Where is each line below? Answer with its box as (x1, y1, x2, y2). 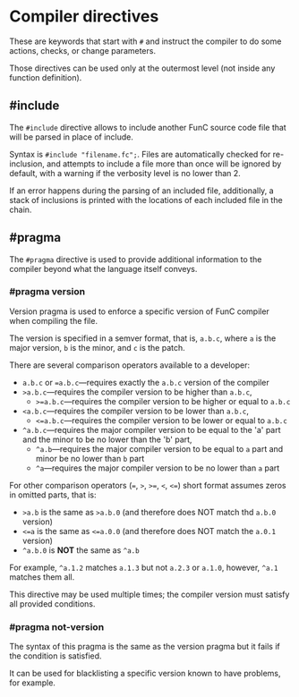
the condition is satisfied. (9, 650, 102, 661)
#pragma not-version (9, 620, 105, 633)
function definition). (9, 72, 82, 82)
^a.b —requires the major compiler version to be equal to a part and (35, 443, 284, 454)
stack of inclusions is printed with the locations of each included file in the (9, 194, 284, 205)
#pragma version (9, 285, 86, 298)
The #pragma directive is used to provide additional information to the (9, 253, 262, 265)
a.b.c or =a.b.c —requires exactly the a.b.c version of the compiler (21, 377, 270, 387)
